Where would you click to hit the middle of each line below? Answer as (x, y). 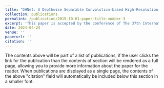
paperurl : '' (18, 37)
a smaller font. (20, 81)
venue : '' (15, 32)
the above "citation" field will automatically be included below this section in (82, 76)
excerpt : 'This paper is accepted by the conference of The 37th (73, 23)
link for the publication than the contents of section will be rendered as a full (82, 60)
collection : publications (31, 14)
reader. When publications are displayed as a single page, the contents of (79, 71)
